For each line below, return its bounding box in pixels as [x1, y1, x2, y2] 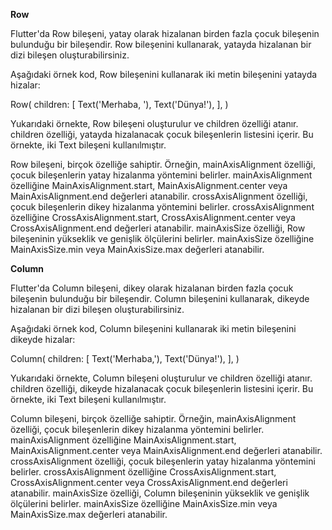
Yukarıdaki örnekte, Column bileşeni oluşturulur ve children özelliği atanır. [10, 372, 313, 384]
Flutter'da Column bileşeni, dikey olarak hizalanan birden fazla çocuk [10, 282, 294, 294]
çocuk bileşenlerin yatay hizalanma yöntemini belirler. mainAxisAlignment [10, 169, 313, 181]
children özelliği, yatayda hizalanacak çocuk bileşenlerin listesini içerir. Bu [10, 129, 314, 140]
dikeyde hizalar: [10, 334, 76, 345]
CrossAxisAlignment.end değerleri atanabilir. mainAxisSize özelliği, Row [10, 222, 306, 234]
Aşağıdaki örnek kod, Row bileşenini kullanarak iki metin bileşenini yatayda [10, 69, 318, 80]
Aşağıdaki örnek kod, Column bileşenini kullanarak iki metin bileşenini [10, 323, 297, 334]
